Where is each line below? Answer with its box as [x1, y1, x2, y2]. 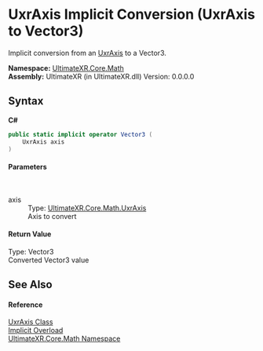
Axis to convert [27, 211, 77, 221]
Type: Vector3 [8, 247, 54, 256]
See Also [8, 278, 53, 291]
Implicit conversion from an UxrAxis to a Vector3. [8, 48, 167, 57]
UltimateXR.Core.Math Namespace [8, 334, 121, 343]
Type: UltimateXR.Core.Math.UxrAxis [27, 203, 147, 213]
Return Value [8, 229, 52, 239]
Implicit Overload [8, 326, 64, 335]
